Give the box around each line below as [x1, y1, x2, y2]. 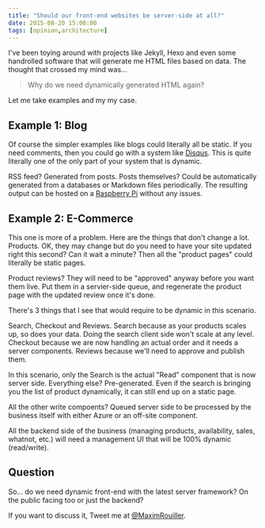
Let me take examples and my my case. [8, 96, 137, 105]
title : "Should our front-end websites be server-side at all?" [8, 11, 225, 20]
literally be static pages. [8, 258, 86, 267]
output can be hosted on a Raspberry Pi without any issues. [8, 189, 203, 198]
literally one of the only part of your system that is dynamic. [8, 156, 203, 166]
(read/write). [8, 443, 49, 452]
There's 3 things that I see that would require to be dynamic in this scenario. [8, 306, 256, 315]
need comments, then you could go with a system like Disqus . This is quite [8, 148, 252, 158]
